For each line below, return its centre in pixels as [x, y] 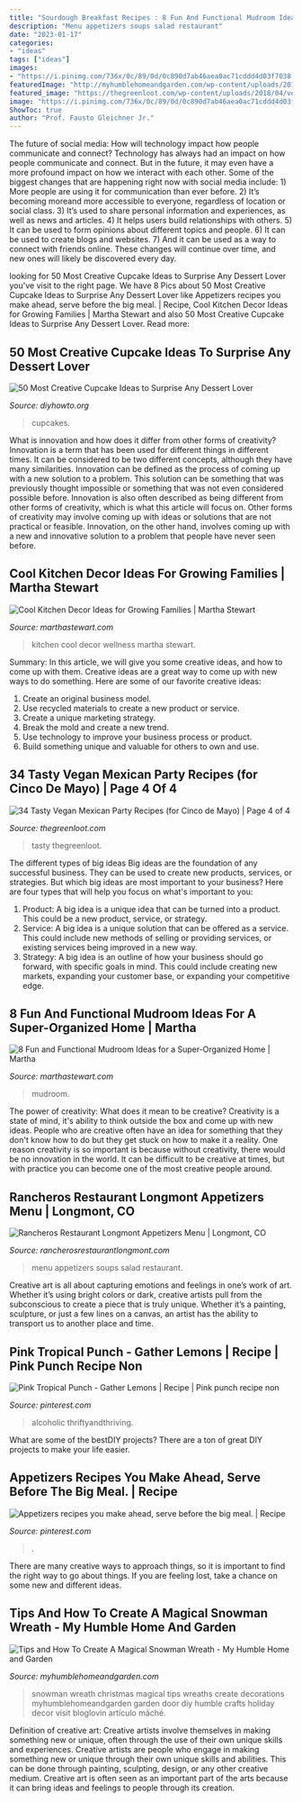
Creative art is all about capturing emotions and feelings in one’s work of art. [151, 1285]
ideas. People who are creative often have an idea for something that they [146, 1130]
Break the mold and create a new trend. [95, 727]
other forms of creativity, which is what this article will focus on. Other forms [151, 507]
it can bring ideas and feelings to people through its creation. [122, 1788]
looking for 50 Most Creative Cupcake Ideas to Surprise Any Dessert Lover [148, 276]
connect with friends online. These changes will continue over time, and [142, 249]
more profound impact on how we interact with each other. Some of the [142, 173]
